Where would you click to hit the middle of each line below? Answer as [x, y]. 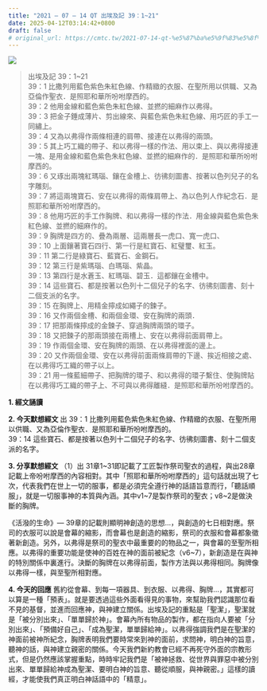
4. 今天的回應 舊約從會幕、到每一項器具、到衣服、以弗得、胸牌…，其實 [124, 590]
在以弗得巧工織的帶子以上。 [73, 365]
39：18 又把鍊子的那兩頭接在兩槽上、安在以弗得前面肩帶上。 [127, 336]
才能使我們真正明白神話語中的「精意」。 [86, 679]
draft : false [30, 30]
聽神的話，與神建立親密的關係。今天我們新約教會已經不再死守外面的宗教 [126, 650]
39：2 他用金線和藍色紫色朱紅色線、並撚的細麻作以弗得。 [122, 106]
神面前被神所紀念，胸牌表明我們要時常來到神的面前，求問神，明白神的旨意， [133, 639]
